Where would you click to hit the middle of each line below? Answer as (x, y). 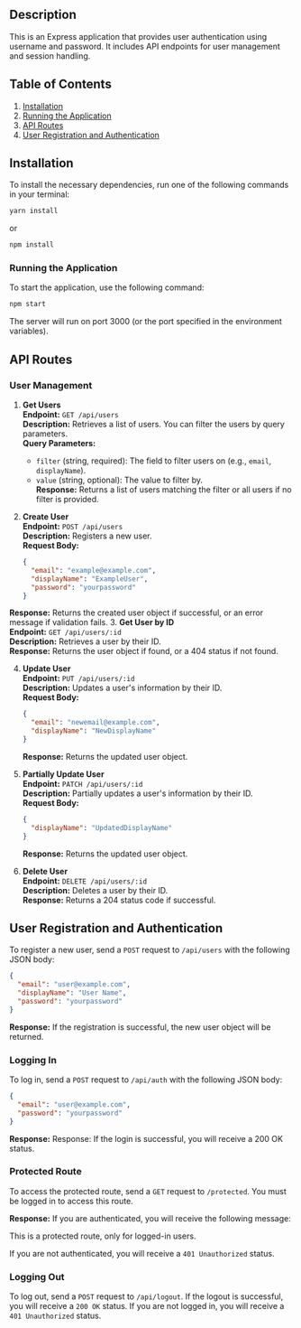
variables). (29, 331)
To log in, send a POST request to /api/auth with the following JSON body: (146, 1080)
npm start (28, 304)
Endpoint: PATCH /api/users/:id (82, 783)
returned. (27, 1036)
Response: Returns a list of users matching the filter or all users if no (164, 490)
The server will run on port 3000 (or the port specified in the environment (146, 322)
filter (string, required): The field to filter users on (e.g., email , (154, 461)
